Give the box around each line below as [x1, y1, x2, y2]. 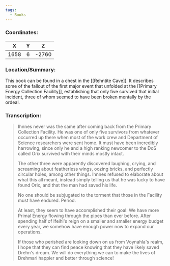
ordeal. [5, 99, 20, 105]
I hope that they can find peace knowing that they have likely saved [17, 244, 159, 250]
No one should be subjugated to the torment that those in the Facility [17, 192, 162, 198]
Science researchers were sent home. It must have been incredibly [17, 140, 158, 146]
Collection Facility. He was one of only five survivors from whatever [17, 129, 160, 135]
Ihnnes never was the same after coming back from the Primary [17, 123, 152, 130]
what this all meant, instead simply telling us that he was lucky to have [17, 177, 165, 183]
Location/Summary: [5, 66, 56, 73]
